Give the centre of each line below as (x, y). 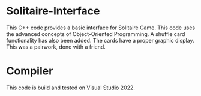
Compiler (30, 71)
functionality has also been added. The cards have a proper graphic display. (100, 40)
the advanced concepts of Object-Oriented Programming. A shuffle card (96, 34)
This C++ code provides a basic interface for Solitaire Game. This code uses (101, 28)
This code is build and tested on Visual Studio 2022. (70, 88)
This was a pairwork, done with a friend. (56, 47)
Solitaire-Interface (53, 11)
